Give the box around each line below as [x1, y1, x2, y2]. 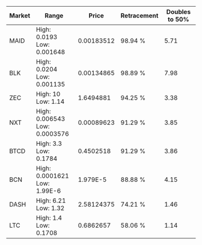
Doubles [166, 8, 191, 16]
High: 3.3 [35, 139, 62, 148]
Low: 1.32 [35, 204, 65, 212]
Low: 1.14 [35, 97, 65, 106]
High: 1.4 [35, 214, 62, 222]
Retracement [120, 11, 159, 20]
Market [9, 11, 31, 20]
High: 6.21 [35, 196, 66, 205]
